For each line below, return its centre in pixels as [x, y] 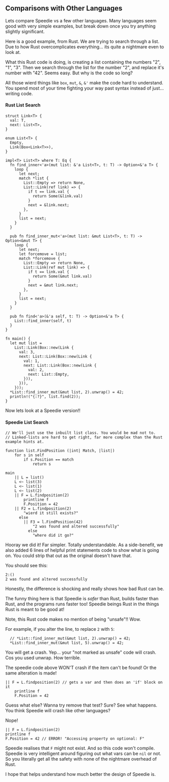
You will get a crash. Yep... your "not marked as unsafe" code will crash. [81, 652]
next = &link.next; [49, 205]
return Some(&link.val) [58, 196]
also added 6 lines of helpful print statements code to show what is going [82, 550]
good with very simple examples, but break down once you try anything [80, 26]
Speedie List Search [27, 422]
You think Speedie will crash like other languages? [58, 711]
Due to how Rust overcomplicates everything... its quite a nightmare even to [85, 47]
